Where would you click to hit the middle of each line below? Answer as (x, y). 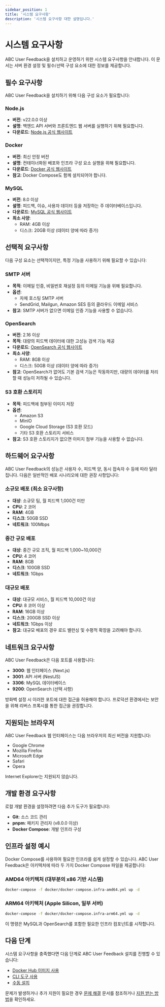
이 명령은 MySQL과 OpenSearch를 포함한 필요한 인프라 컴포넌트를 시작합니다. (80, 924)
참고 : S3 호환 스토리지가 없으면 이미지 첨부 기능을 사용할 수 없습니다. (78, 439)
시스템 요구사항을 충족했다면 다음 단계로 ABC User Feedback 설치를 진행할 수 (80, 953)
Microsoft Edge (28, 756)
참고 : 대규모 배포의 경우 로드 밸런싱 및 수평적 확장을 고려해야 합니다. (77, 630)
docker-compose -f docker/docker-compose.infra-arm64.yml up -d (72, 914)
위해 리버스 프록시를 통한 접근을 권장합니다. (52, 706)
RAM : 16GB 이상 (29, 611)
